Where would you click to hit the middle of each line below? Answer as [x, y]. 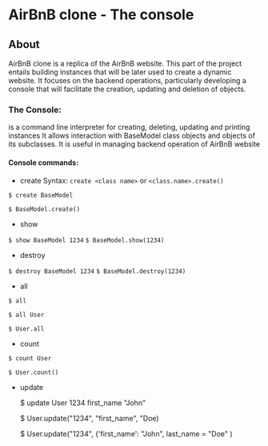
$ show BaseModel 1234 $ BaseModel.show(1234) [86, 240]
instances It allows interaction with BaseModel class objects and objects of [132, 136]
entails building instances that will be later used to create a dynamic [120, 72]
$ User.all [26, 329]
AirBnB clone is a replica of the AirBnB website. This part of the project [125, 63]
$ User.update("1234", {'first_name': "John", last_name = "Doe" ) [126, 433]
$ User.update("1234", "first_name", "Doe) [89, 418]
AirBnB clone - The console [101, 15]
